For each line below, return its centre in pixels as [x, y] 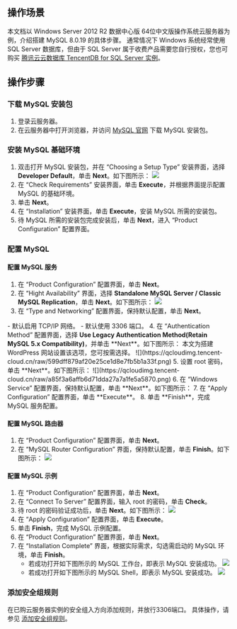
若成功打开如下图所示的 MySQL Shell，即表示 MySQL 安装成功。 [122, 572]
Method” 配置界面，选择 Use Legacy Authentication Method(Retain [107, 335]
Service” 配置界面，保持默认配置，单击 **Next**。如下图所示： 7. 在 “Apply [117, 388]
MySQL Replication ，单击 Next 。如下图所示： [85, 302]
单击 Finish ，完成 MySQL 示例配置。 [71, 528]
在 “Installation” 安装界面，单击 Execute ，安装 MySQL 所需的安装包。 [119, 211]
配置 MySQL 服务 [33, 267]
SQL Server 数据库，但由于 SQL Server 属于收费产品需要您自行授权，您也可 [118, 49]
